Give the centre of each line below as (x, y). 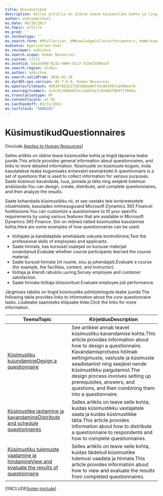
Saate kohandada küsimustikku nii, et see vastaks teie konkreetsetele (74, 201)
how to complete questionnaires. (109, 438)
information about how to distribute (112, 426)
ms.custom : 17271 (23, 59)
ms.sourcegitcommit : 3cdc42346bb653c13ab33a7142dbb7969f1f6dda (70, 91)
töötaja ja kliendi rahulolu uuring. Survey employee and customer (76, 272)
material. (21, 256)
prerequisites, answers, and (103, 382)
